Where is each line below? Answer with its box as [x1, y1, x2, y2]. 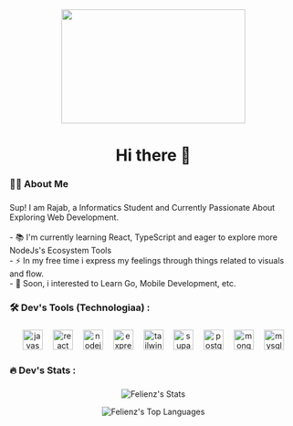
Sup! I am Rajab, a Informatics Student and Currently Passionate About [9, 203, 276, 213]
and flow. [9, 268, 44, 279]
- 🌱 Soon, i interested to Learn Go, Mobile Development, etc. [9, 278, 236, 289]
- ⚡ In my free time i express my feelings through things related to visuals [9, 255, 285, 266]
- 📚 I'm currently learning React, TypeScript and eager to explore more [9, 232, 278, 243]
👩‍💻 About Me [9, 178, 68, 191]
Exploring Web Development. [9, 212, 120, 223]
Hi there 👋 [115, 145, 192, 166]
